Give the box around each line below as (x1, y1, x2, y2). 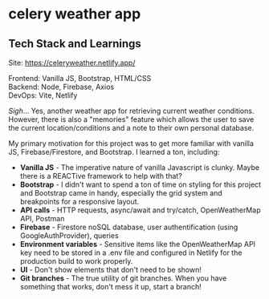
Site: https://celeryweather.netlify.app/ (8, 58, 136, 67)
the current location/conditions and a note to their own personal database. (8, 123, 255, 132)
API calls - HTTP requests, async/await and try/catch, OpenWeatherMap (19, 205, 261, 215)
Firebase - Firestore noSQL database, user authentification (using (19, 222, 238, 232)
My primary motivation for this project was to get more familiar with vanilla (8, 139, 255, 148)
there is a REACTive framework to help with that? (19, 172, 182, 180)
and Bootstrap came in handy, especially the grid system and (19, 188, 222, 197)
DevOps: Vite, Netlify (8, 91, 78, 100)
